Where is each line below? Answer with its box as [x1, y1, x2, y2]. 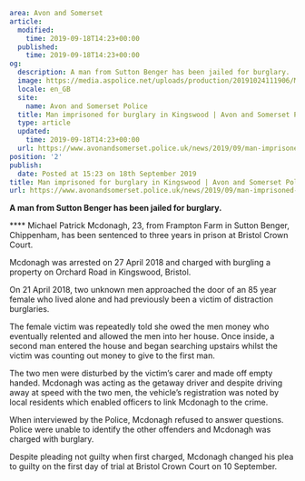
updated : [17, 127, 51, 136]
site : [17, 93, 39, 102]
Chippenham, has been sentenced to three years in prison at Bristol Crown [9, 230, 289, 241]
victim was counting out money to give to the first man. [9, 350, 215, 361]
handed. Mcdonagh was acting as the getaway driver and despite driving [9, 377, 283, 388]
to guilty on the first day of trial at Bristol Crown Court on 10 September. [9, 461, 278, 472]
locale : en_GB [17, 85, 71, 94]
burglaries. [9, 304, 50, 315]
